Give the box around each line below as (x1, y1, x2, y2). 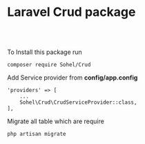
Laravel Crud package (7, 4, 136, 20)
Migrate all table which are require (7, 117, 105, 125)
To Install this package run (7, 48, 83, 56)
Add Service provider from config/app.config (7, 73, 138, 82)
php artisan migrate (7, 130, 67, 137)
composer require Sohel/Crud (7, 61, 91, 68)
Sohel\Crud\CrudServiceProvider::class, (19, 98, 137, 106)
